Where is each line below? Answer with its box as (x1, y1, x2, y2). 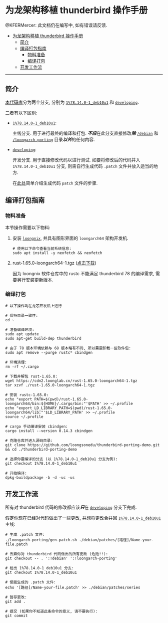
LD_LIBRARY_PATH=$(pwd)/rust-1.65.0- (34, 405, 113, 410)
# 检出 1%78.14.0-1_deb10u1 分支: (5, 565, 74, 570)
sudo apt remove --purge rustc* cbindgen (5, 350, 93, 355)
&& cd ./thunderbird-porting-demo (5, 447, 77, 452)
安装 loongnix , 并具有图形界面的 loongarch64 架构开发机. (12, 235, 128, 241)
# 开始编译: (5, 471, 27, 476)
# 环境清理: (5, 359, 27, 365)
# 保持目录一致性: (5, 313, 38, 318)
